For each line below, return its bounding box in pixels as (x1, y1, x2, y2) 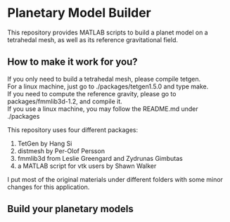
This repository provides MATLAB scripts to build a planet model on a (7, 28, 209, 37)
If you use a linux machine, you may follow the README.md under (7, 104, 198, 113)
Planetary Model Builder (7, 5, 151, 21)
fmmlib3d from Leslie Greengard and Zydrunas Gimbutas (17, 154, 183, 162)
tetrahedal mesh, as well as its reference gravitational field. (7, 35, 178, 44)
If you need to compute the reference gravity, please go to (7, 89, 177, 98)
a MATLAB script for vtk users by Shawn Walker (17, 162, 157, 170)
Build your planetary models (7, 203, 134, 215)
